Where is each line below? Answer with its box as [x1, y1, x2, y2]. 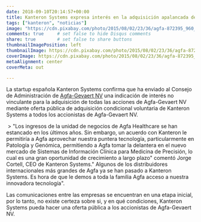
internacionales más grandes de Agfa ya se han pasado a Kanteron [6, 167, 172, 174]
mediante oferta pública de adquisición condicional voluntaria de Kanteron [6, 105, 190, 112]
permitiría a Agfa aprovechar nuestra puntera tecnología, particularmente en [6, 135, 194, 143]
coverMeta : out [6, 64, 44, 70]
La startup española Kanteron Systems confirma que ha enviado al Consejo [6, 86, 193, 93]
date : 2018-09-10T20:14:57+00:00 [6, 8, 90, 15]
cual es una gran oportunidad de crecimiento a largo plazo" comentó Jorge [6, 155, 191, 162]
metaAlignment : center [6, 58, 63, 64]
